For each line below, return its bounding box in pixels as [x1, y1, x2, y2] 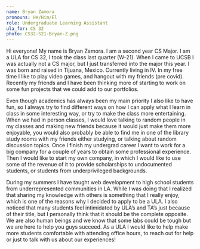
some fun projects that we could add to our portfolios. [6, 86, 139, 93]
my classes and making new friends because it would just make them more [6, 123, 191, 130]
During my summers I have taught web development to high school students [6, 179, 194, 186]
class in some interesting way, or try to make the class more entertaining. [6, 110, 186, 117]
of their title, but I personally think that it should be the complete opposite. [6, 211, 188, 218]
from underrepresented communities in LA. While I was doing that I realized [6, 185, 192, 192]
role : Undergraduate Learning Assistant [6, 20, 109, 26]
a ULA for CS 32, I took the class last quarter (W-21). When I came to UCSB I [6, 54, 194, 61]
